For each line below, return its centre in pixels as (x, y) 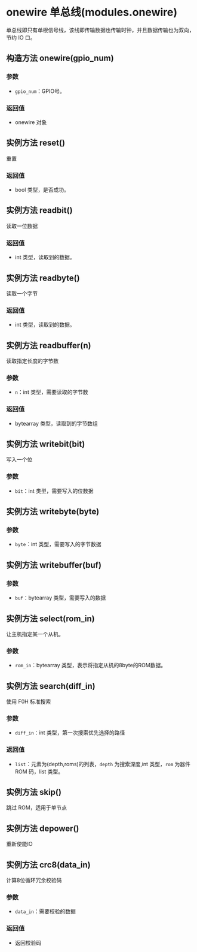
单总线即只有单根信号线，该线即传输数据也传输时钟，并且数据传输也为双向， (100, 30)
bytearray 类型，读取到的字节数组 (56, 423)
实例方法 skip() (34, 792)
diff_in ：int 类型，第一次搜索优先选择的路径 (70, 733)
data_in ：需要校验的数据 (45, 911)
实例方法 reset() (36, 143)
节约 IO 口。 (21, 37)
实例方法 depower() (43, 828)
